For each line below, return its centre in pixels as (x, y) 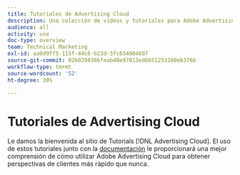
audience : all (29, 27)
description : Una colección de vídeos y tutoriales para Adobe (104, 21)
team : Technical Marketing (47, 47)
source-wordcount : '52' (43, 73)
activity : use (29, 34)
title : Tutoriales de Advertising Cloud (69, 14)
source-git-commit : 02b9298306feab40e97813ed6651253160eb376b (102, 60)
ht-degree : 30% (30, 80)
